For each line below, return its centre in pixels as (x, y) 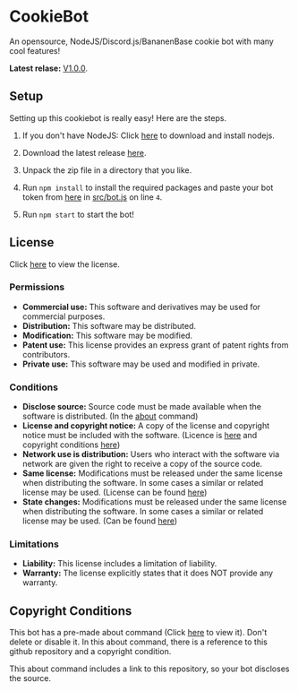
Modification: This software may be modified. (107, 335)
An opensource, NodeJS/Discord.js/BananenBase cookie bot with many (142, 41)
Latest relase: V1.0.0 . (48, 68)
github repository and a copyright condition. (90, 652)
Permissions (37, 287)
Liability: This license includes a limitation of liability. (119, 564)
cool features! (35, 50)
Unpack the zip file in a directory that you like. (107, 170)
